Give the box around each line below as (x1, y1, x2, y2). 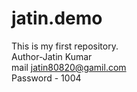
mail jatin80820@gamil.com (11, 61, 127, 73)
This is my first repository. (11, 40, 119, 52)
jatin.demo (11, 7, 103, 30)
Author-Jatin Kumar (11, 50, 93, 62)
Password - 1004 (11, 72, 82, 84)
